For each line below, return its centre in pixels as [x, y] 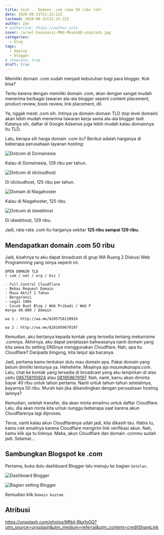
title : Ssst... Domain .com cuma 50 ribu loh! [54, 10]
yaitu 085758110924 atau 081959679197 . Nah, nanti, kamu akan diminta [77, 377]
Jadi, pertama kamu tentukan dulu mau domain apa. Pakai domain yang [77, 362]
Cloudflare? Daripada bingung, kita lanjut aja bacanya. [60, 352]
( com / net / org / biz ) [33, 276]
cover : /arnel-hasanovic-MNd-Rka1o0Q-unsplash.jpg [58, 33]
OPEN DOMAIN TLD [22, 271]
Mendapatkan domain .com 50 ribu [60, 245]
